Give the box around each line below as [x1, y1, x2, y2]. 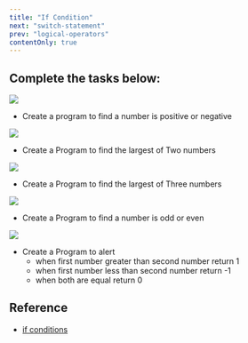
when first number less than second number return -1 [35, 266, 231, 276]
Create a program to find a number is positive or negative [21, 111, 233, 122]
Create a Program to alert [21, 246, 116, 258]
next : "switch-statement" [9, 21, 105, 30]
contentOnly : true [9, 37, 77, 47]
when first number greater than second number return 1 [35, 256, 240, 267]
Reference [9, 300, 68, 315]
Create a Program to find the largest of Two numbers [21, 145, 216, 156]
